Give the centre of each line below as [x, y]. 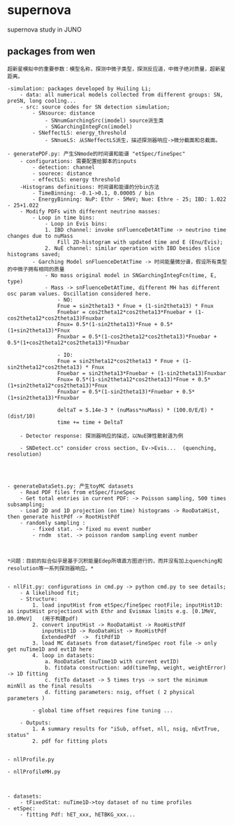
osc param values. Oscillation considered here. [79, 294]
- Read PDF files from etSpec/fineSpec [78, 492]
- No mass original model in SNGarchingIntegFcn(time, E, [131, 275]
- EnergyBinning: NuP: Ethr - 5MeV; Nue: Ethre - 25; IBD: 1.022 [130, 199]
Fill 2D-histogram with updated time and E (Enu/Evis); [140, 242]
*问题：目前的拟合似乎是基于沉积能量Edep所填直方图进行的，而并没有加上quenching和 [115, 561]
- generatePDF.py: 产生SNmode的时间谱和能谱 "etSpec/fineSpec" [96, 154]
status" [19, 735]
